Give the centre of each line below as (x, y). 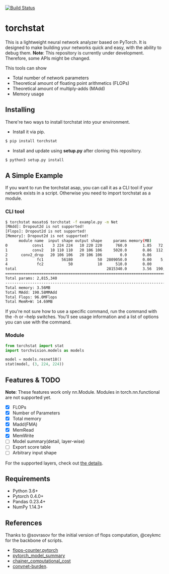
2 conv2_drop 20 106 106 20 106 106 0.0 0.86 (78, 255)
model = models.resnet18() (33, 359)
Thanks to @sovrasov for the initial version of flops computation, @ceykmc (83, 535)
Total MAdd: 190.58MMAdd (31, 292)
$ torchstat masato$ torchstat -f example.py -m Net (62, 222)
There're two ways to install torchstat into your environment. (68, 122)
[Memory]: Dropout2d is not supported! (47, 236)
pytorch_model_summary (39, 556)
